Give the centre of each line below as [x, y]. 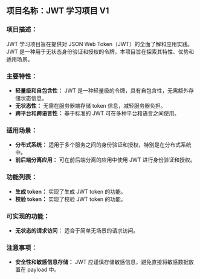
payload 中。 [43, 270]
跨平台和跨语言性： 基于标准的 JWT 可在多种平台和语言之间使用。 [97, 113]
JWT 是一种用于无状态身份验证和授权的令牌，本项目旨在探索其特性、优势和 [100, 51]
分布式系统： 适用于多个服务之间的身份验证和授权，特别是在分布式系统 [103, 145]
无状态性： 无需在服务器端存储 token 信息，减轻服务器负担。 [90, 105]
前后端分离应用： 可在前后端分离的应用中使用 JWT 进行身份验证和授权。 [105, 160]
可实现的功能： [28, 216]
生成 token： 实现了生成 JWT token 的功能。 [70, 191]
